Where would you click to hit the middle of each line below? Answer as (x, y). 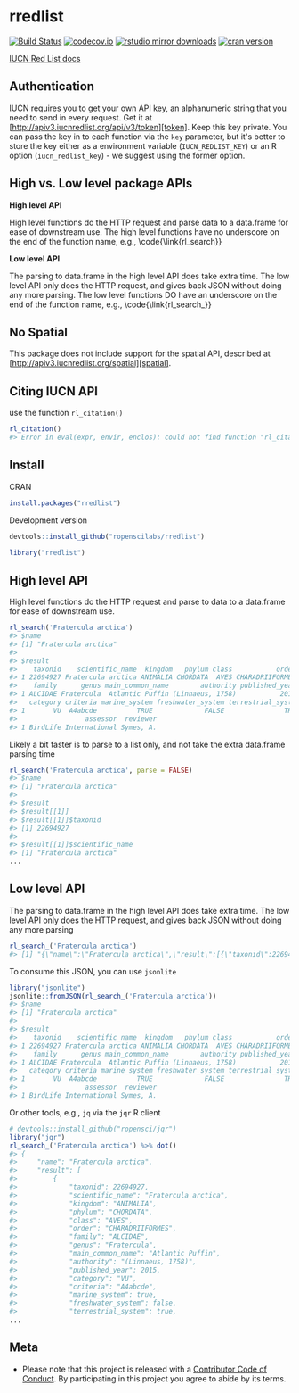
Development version (48, 520)
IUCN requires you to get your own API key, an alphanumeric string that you (148, 108)
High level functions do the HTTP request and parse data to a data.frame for (149, 222)
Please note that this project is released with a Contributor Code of (144, 1369)
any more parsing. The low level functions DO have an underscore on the (143, 294)
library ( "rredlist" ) (48, 552)
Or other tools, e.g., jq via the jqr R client (85, 1112)
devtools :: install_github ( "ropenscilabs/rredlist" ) (107, 536)
